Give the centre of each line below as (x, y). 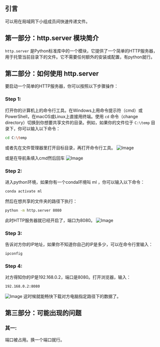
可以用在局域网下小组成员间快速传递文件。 (48, 21)
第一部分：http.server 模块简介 (52, 38)
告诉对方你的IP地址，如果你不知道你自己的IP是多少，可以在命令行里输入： (79, 244)
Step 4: (14, 266)
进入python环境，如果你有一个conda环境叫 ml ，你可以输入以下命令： (75, 182)
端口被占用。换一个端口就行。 (35, 340)
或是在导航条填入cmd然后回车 (35, 158)
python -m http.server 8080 (33, 210)
